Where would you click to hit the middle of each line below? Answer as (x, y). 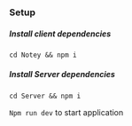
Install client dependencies (60, 34)
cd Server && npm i (45, 96)
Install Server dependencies (62, 75)
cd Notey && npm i (43, 55)
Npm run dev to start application (66, 112)
